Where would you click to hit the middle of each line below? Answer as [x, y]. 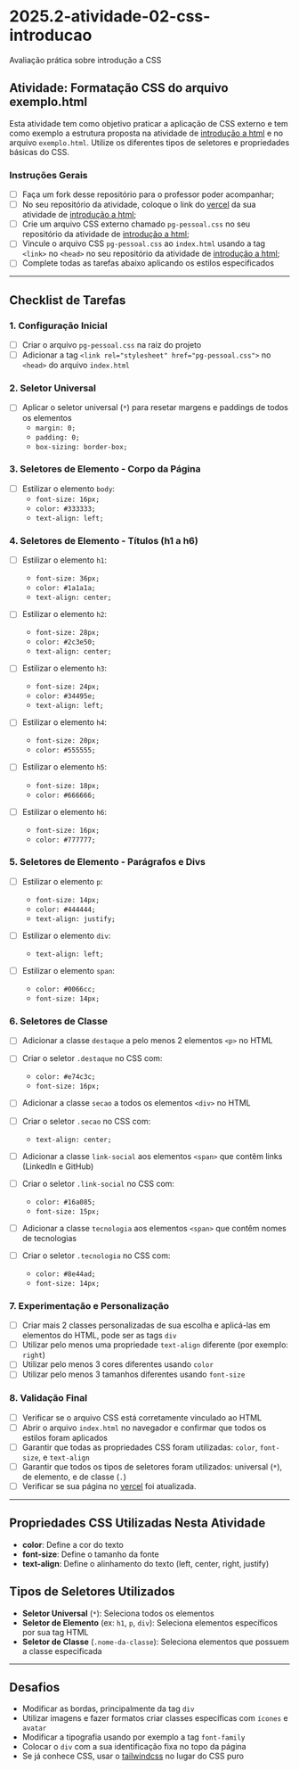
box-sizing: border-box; [81, 447]
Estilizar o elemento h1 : [65, 560]
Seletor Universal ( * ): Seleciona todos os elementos [118, 1613]
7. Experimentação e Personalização [89, 1305]
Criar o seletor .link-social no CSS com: [98, 1183]
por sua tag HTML [55, 1632]
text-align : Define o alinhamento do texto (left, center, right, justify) [145, 1563]
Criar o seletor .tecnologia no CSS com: [96, 1255]
